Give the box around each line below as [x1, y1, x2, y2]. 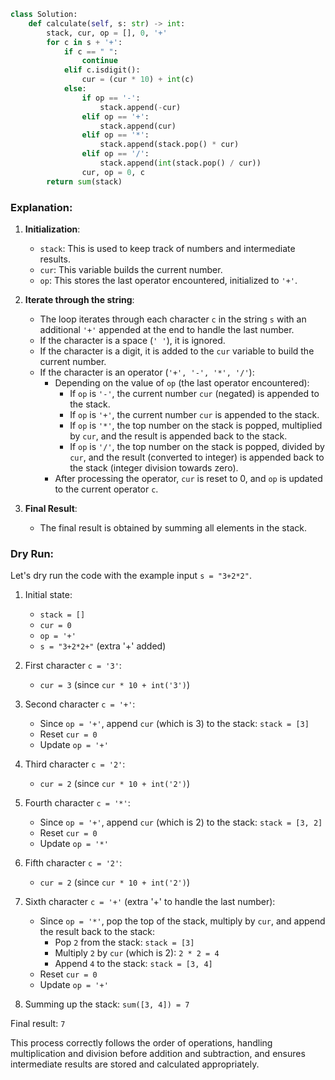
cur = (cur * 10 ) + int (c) [81, 75, 195, 85]
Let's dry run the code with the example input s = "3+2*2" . [10, 570, 252, 582]
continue [81, 56, 118, 66]
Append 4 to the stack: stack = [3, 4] [54, 958, 213, 970]
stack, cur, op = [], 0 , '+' [46, 28, 168, 38]
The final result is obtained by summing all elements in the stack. [39, 521, 307, 534]
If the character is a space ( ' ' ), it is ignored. [39, 334, 226, 346]
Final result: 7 [10, 1018, 66, 1030]
